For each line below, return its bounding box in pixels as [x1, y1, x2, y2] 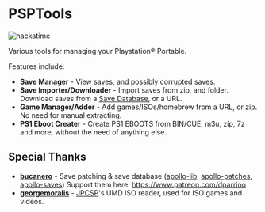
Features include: [8, 61, 65, 71]
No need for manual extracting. [19, 110, 122, 119]
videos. [19, 196, 44, 206]
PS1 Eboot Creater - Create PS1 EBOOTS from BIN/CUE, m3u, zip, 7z [19, 119, 245, 128]
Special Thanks [8, 150, 86, 164]
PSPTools [8, 5, 73, 23]
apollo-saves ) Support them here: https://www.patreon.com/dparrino [19, 180, 246, 189]
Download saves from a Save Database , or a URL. [19, 93, 182, 103]
